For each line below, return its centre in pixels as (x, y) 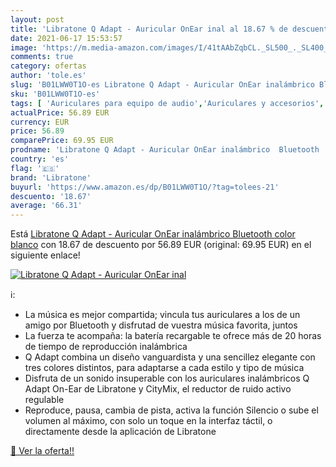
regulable (44, 400)
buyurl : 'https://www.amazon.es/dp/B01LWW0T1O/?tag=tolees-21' (145, 187)
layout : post (37, 19)
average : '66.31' (46, 206)
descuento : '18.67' (51, 196)
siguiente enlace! (45, 255)
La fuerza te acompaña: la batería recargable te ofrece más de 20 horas (173, 336)
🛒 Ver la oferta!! (42, 451)
